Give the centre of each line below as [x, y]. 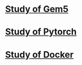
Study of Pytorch [41, 32]
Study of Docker [39, 54]
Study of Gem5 [37, 9]
